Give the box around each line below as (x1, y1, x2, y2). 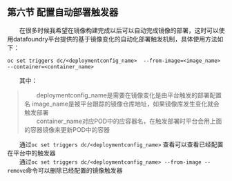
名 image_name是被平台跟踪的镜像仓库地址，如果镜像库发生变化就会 (23, 99, 220, 108)
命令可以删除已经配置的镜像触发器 (25, 166, 123, 174)
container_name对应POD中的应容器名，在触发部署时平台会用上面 (36, 117, 222, 125)
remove (7, 167, 26, 174)
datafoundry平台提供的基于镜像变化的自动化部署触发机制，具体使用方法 (12, 35, 217, 43)
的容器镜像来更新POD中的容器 (23, 125, 110, 133)
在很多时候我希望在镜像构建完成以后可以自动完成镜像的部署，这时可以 (19, 26, 219, 35)
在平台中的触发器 (7, 149, 56, 157)
